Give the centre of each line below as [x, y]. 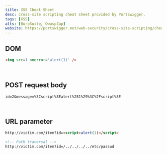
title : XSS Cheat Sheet [30, 10]
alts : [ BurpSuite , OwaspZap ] [35, 24]
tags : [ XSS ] [17, 19]
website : [14, 28]
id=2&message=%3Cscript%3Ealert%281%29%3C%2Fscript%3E [63, 97]
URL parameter [29, 122]
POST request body [36, 85]
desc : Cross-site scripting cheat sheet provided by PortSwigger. [75, 14]
